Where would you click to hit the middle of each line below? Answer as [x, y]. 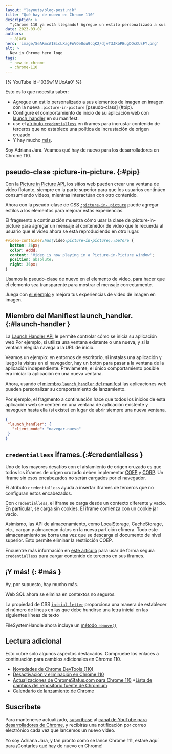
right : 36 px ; [24, 265]
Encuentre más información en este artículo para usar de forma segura [80, 551]
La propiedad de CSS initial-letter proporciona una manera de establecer [86, 604]
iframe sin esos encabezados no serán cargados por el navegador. [76, 478]
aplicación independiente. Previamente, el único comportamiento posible [82, 368]
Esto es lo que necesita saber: [37, 92]
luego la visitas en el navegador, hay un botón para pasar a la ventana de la [85, 363]
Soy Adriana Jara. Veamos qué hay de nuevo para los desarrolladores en [82, 150]
